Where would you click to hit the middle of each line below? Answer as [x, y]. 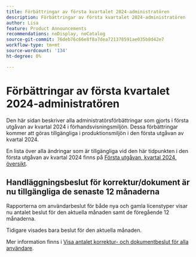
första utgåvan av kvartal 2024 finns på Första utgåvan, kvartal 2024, [91, 157]
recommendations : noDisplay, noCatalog [56, 34]
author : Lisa [22, 23]
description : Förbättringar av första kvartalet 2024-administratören [96, 17]
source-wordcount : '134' [37, 51]
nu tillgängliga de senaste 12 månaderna [83, 192]
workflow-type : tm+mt [33, 45]
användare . [20, 248]
